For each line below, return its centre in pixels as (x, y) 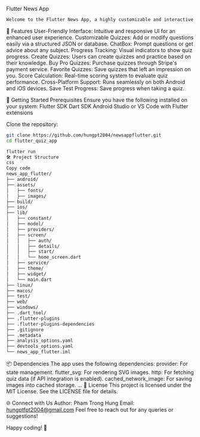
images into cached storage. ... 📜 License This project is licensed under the (99, 385)
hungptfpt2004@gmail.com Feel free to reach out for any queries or (90, 410)
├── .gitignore (25, 330)
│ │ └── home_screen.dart (44, 257)
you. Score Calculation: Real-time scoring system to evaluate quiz (87, 75)
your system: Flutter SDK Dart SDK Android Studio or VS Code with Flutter (97, 106)
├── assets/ (21, 185)
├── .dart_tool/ (26, 313)
